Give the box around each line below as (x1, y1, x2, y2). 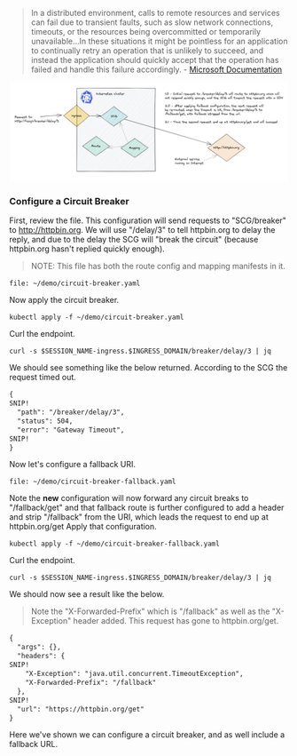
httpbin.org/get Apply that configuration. (9, 521, 157, 532)
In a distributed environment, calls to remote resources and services (30, 8, 281, 18)
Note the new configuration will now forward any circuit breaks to (9, 493, 249, 504)
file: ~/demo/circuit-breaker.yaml (9, 279, 141, 288)
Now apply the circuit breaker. (9, 295, 120, 306)
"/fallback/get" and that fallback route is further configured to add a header (9, 502, 285, 513)
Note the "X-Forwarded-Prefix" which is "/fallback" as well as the (30, 606, 270, 617)
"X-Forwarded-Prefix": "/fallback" (25, 679, 157, 688)
